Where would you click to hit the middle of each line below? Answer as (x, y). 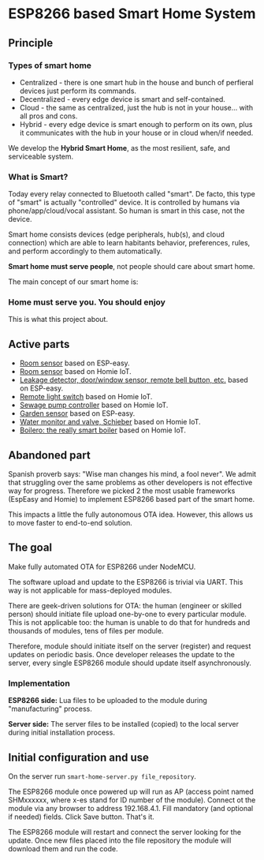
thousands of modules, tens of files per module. (86, 630)
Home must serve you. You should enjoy (87, 302)
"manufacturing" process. (50, 709)
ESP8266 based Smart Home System (132, 14)
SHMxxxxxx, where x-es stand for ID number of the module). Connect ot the (132, 800)
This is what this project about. (58, 320)
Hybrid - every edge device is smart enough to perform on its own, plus (136, 124)
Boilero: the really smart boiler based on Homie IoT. (103, 430)
